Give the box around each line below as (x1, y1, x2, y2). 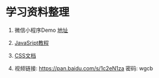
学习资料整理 (5, 5, 70, 19)
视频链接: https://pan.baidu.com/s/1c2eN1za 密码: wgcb (14, 64, 154, 72)
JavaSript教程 (14, 39, 50, 46)
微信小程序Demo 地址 (14, 26, 68, 34)
